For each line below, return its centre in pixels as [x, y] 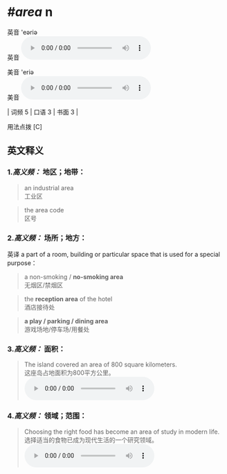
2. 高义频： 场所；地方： [47, 238]
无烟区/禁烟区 [44, 285]
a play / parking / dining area [66, 321]
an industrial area [49, 187]
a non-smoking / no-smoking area [73, 277]
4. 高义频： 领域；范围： [47, 416]
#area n [30, 12]
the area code [44, 210]
